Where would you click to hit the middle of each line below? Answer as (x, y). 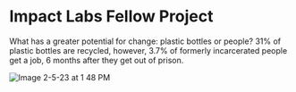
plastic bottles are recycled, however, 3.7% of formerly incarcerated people (148, 50)
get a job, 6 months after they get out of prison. (97, 60)
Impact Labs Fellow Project (111, 17)
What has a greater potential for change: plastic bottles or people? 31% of (145, 41)
